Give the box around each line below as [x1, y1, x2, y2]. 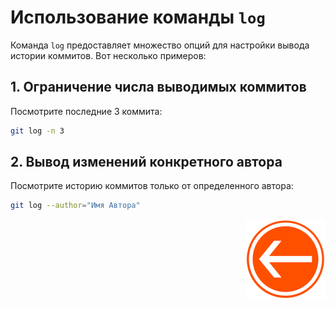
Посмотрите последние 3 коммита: [10, 105, 163, 117]
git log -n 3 [10, 126, 65, 136]
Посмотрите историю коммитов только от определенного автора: [10, 180, 294, 192]
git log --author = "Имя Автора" [10, 201, 141, 211]
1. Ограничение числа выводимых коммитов [10, 79, 307, 96]
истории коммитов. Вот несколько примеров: [10, 49, 207, 61]
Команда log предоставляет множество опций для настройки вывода [10, 39, 310, 51]
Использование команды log [10, 6, 266, 29]
